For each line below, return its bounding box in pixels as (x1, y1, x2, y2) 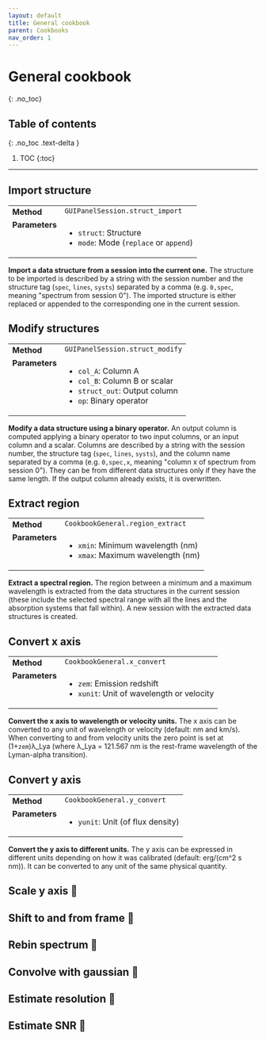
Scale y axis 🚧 (8, 885, 78, 898)
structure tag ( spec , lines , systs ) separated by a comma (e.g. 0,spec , (8, 282, 234, 292)
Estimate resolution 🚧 (8, 992, 116, 1006)
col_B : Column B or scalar (78, 375, 174, 386)
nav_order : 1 (8, 33, 51, 42)
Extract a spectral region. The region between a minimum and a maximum (8, 578, 252, 587)
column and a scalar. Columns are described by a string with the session (8, 440, 245, 449)
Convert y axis (8, 773, 82, 786)
